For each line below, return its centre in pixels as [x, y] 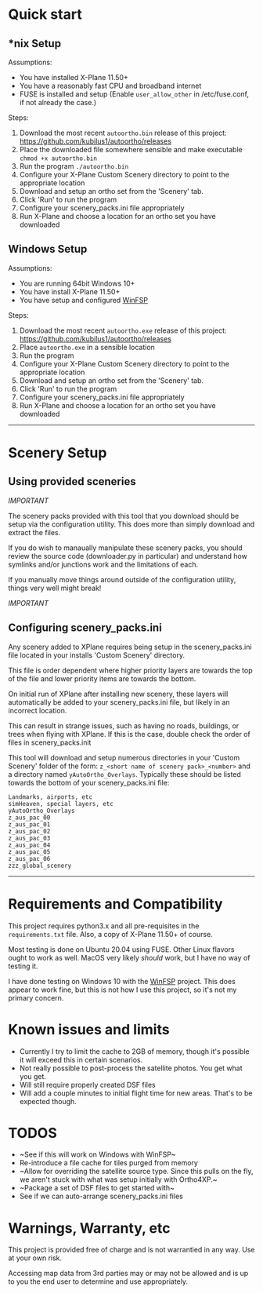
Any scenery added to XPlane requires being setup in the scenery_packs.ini [130, 647]
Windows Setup [48, 249]
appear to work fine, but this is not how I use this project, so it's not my [122, 990]
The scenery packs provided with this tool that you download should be [124, 516]
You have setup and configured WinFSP [84, 300]
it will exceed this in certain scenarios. [81, 1059]
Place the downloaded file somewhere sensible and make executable [131, 149]
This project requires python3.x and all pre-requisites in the [104, 926]
